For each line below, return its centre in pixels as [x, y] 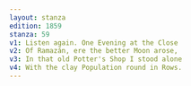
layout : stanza [38, 17]
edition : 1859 [36, 26]
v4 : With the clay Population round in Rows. [95, 68]
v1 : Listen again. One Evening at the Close [94, 43]
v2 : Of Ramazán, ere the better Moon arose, [94, 51]
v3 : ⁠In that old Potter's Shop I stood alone [95, 59]
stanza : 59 [30, 34]
